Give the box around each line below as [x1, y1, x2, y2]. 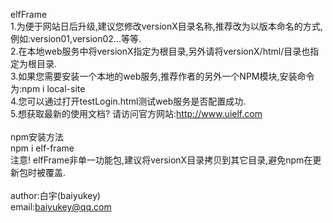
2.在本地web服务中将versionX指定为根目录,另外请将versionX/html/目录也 [10, 45, 311, 57]
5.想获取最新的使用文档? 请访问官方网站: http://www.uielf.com [10, 108, 263, 119]
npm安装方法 [10, 131, 65, 143]
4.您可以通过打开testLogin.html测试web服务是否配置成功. [10, 95, 247, 107]
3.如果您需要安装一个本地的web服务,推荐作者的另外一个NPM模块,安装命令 [10, 70, 315, 82]
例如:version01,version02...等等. [10, 33, 142, 44]
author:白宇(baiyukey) [10, 190, 102, 201]
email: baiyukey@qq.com [10, 201, 112, 213]
